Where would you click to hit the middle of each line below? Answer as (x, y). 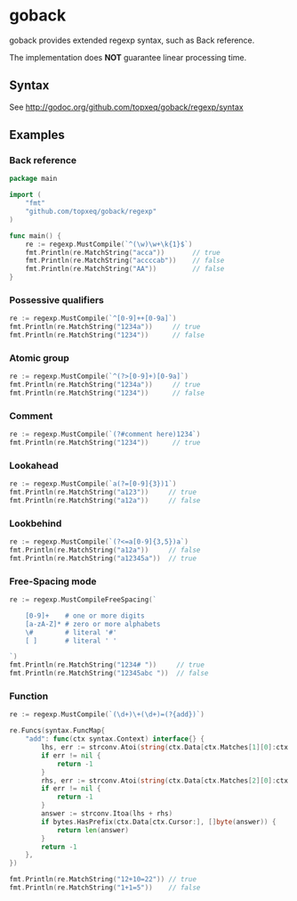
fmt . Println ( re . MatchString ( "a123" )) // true (103, 492)
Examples (37, 135)
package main (33, 179)
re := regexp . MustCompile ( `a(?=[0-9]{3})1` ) (93, 484)
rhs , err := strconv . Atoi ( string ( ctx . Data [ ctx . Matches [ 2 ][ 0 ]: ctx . (167, 781)
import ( (25, 195)
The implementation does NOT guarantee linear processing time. (128, 57)
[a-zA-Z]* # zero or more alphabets (93, 624)
